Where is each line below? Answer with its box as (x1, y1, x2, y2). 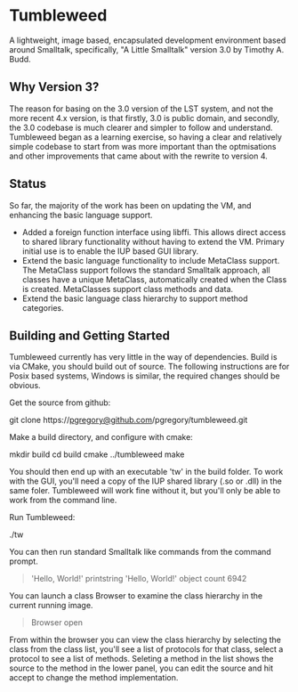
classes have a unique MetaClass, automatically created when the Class (21, 273, 287, 285)
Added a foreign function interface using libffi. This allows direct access (21, 226, 286, 237)
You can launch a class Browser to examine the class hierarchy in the (9, 590, 263, 601)
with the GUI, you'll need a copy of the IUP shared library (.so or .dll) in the (9, 476, 282, 486)
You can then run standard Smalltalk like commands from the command (9, 547, 271, 558)
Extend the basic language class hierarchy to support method (21, 293, 248, 304)
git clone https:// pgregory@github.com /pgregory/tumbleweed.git (9, 415, 248, 426)
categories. (21, 302, 64, 313)
